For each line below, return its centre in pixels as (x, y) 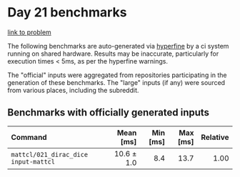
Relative (215, 137)
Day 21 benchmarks (67, 12)
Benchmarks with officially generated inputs (108, 112)
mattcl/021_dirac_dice (49, 155)
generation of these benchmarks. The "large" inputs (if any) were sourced (116, 82)
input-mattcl (33, 162)
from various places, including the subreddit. (73, 90)
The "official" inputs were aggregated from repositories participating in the (117, 75)
